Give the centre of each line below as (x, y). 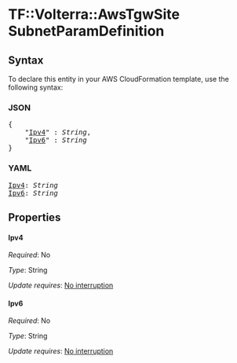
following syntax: (36, 87)
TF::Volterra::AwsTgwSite (94, 15)
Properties (35, 217)
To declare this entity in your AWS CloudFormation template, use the (118, 79)
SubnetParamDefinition (86, 31)
